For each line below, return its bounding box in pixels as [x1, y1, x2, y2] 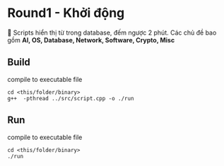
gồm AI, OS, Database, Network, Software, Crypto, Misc [7, 35, 175, 44]
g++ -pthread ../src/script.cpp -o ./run [7, 95, 134, 102]
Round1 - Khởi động [7, 5, 125, 21]
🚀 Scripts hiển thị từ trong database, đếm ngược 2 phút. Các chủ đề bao [7, 28, 217, 37]
